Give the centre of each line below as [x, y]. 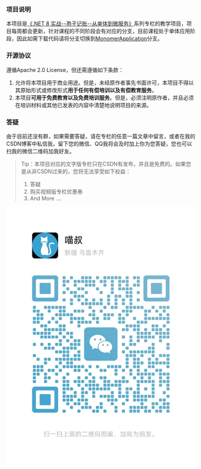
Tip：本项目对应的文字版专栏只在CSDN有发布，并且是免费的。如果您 [106, 164]
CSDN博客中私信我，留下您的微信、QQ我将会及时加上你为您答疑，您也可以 [99, 143]
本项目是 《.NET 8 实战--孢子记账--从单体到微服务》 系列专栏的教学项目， [97, 24]
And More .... [46, 198]
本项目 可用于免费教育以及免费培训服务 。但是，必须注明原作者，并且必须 [104, 98]
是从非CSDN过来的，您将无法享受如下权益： [76, 171]
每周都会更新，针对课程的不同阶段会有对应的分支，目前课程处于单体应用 [100, 31]
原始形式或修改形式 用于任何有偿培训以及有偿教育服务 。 [88, 90]
